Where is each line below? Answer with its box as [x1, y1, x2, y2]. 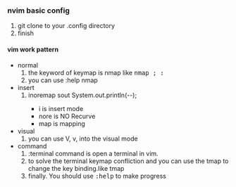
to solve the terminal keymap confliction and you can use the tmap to [27, 157, 229, 165]
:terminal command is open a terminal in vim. [27, 149, 159, 157]
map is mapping [38, 119, 86, 128]
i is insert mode [38, 104, 84, 112]
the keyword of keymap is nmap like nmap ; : [27, 68, 164, 77]
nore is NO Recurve [38, 112, 96, 120]
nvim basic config [7, 6, 70, 15]
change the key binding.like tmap [27, 164, 125, 172]
